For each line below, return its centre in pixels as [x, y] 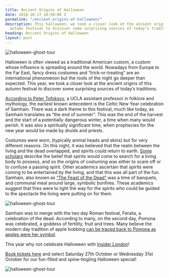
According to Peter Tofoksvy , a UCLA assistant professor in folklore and [80, 98]
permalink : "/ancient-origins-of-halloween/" [54, 19]
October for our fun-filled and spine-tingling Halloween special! [71, 259]
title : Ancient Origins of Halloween [45, 10]
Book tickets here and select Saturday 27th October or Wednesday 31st [79, 254]
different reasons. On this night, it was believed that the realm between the [82, 145]
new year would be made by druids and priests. [55, 130]
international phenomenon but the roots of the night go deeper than [75, 78]
